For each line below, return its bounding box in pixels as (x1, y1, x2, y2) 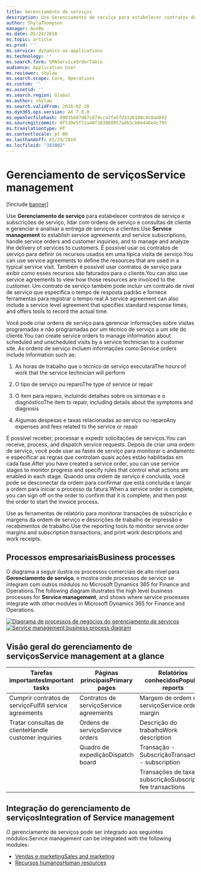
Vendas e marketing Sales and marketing (14, 853, 115, 859)
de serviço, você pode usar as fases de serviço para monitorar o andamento (6, 447, 195, 454)
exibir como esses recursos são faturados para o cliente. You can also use (6, 269, 188, 277)
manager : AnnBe (6, 25, 44, 32)
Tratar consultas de (9, 719, 64, 727)
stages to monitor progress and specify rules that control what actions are (6, 466, 189, 473)
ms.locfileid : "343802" (6, 142, 66, 148)
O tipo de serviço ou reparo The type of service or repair (14, 381, 154, 388)
